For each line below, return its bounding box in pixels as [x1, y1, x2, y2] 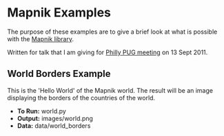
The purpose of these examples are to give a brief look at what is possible [7, 27, 218, 36]
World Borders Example [7, 68, 111, 80]
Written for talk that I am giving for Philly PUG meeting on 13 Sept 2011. [7, 48, 208, 56]
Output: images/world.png [17, 114, 93, 122]
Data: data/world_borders [17, 122, 91, 130]
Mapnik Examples [7, 5, 112, 21]
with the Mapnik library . [7, 34, 74, 43]
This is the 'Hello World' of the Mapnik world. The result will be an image [7, 86, 214, 94]
